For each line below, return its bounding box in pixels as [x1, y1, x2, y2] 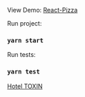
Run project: [7, 19, 42, 27]
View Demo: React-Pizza [7, 6, 78, 14]
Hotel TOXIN [7, 82, 43, 90]
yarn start [7, 36, 44, 44]
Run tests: [7, 51, 36, 59]
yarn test [7, 68, 40, 76]
